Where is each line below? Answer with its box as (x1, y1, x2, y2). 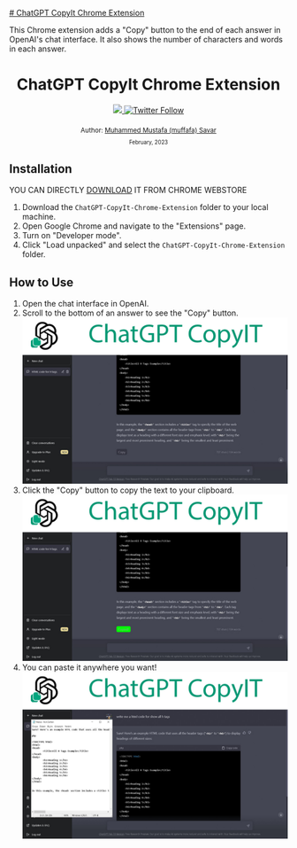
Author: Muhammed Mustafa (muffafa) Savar (80, 126, 217, 135)
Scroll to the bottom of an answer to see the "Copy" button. (21, 307, 239, 318)
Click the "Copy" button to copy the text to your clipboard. (21, 485, 234, 495)
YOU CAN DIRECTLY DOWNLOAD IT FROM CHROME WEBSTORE (9, 185, 247, 196)
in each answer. (9, 43, 67, 54)
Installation (9, 161, 72, 176)
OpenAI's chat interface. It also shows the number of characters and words (9, 35, 284, 44)
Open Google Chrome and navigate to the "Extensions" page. (21, 221, 246, 231)
